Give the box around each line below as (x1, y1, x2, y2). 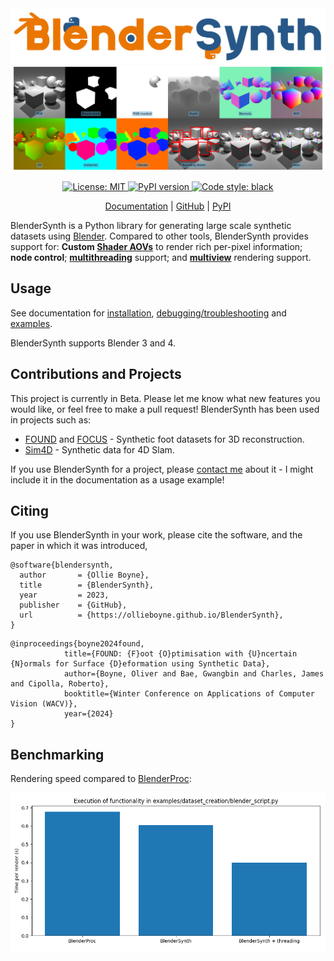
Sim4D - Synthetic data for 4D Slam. (24, 443, 175, 456)
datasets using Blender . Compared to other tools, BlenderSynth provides (10, 230, 309, 242)
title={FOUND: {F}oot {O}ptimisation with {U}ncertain (63, 649, 298, 659)
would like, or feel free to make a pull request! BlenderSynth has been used (10, 403, 320, 415)
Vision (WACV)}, (10, 699, 78, 709)
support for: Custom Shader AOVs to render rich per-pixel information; (10, 240, 303, 252)
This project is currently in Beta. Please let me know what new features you (10, 392, 321, 404)
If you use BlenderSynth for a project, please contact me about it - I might (10, 463, 314, 475)
